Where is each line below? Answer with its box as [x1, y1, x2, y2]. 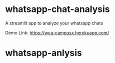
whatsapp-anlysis [5, 47, 82, 58]
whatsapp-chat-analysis [5, 3, 110, 15]
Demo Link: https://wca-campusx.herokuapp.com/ [5, 29, 109, 35]
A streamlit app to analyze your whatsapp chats [5, 20, 103, 26]
